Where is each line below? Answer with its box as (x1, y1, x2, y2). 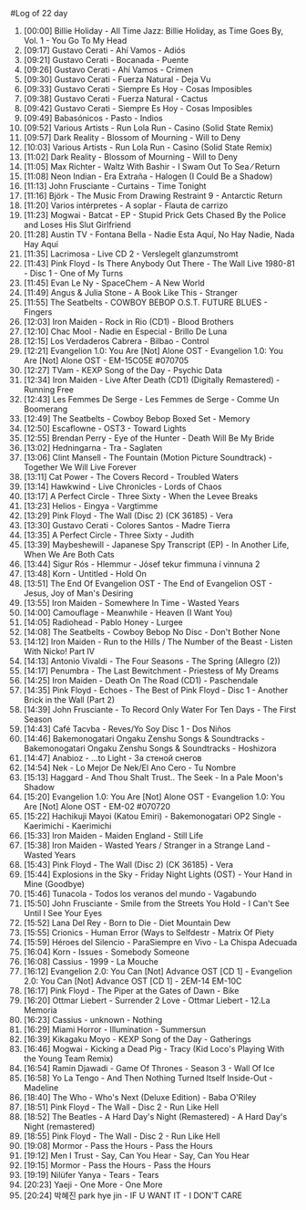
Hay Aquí (23, 239, 58, 249)
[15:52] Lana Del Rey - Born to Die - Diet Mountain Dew (23, 917, 231, 928)
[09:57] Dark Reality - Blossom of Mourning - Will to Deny (23, 132, 240, 142)
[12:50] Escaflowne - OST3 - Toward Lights (23, 423, 187, 433)
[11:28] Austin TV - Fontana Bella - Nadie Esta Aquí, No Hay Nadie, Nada (23, 229, 295, 240)
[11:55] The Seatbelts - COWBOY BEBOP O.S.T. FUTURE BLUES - (23, 297, 268, 308)
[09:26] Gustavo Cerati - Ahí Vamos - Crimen (23, 64, 194, 75)
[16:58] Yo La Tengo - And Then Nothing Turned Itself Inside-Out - (23, 1072, 273, 1083)
